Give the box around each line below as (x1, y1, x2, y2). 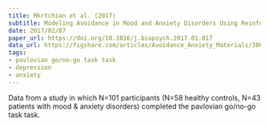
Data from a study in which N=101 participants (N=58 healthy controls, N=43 (8, 93, 261, 102)
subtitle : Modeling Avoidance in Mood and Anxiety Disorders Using (8, 19, 239, 27)
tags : (8, 49, 26, 57)
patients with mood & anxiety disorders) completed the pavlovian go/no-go (8, 101, 256, 111)
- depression (8, 64, 52, 72)
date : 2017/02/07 (8, 26, 66, 34)
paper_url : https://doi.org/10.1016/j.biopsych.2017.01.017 (8, 33, 214, 42)
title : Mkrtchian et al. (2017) (8, 11, 116, 20)
